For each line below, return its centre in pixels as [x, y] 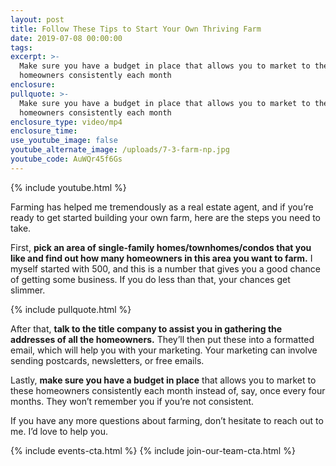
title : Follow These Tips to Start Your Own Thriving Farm [136, 29]
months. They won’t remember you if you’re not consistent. [132, 401]
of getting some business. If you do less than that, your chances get [150, 279]
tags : [21, 47]
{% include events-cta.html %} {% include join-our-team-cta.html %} [153, 450]
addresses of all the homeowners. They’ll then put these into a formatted [162, 339]
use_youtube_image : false [64, 141]
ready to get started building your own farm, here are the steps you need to [165, 217]
